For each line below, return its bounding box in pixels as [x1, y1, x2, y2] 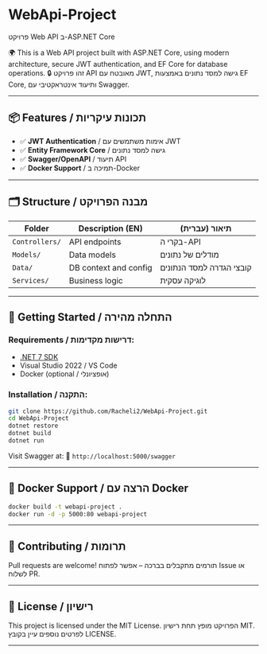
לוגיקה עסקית [160, 274, 207, 286]
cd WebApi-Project [8, 415, 69, 422]
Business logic [68, 274, 123, 286]
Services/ [12, 276, 49, 285]
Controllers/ [12, 237, 62, 246]
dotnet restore [8, 422, 59, 430]
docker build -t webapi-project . [8, 503, 123, 511]
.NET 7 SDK [19, 352, 59, 362]
